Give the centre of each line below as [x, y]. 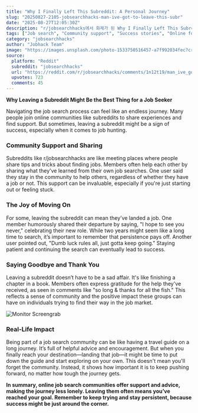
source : [16, 56]
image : [14, 50]
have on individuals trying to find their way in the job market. [80, 303]
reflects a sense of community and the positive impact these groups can [94, 296]
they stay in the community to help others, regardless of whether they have [97, 177]
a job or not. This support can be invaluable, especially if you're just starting [98, 183]
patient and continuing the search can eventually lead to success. [86, 249]
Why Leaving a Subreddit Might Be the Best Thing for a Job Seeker [89, 100]
